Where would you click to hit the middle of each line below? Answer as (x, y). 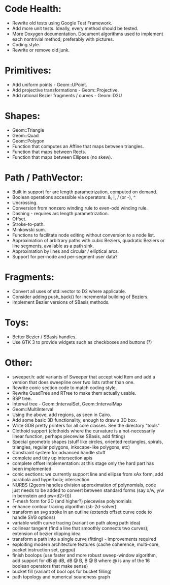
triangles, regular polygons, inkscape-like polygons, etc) (71, 447)
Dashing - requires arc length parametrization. (60, 213)
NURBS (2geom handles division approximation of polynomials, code (84, 485)
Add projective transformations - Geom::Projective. (65, 90)
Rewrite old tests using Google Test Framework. (62, 23)
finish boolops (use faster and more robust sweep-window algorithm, (84, 555)
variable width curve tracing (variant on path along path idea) (76, 522)
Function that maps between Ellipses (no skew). (62, 157)
